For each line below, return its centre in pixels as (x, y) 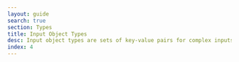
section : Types (30, 27)
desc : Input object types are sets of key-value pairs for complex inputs (121, 41)
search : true (27, 21)
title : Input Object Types (47, 34)
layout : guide (28, 14)
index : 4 (20, 47)
